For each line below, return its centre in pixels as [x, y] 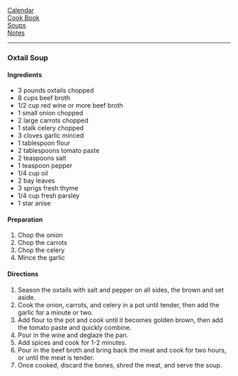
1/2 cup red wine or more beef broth [70, 106]
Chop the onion [40, 235]
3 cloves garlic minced [51, 136]
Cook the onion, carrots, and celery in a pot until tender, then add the [118, 304]
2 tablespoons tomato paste [58, 151]
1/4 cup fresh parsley [49, 196]
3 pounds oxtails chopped [56, 91]
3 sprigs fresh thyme [48, 188]
